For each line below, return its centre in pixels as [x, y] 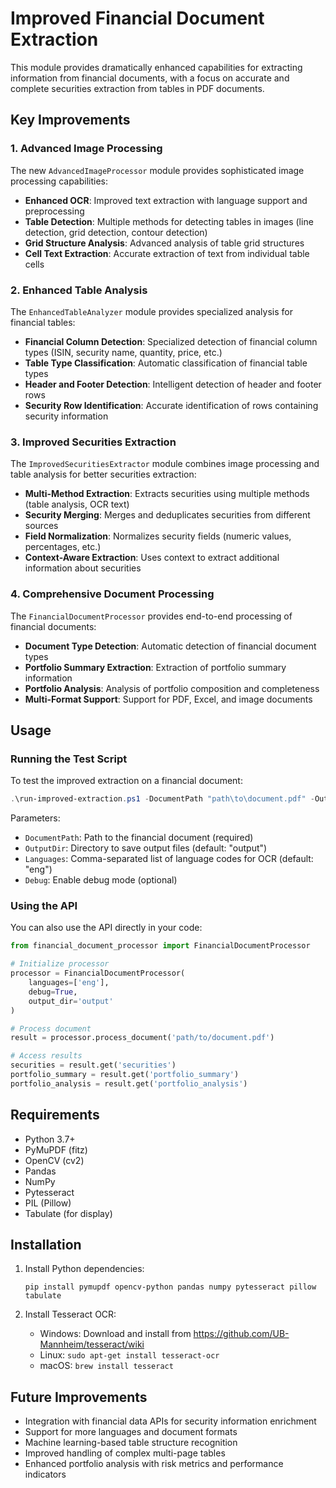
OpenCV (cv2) [54, 1160]
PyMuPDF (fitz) [56, 1149]
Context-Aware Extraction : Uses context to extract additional [152, 558]
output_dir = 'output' [71, 1001]
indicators [45, 1474]
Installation [46, 1244]
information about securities [83, 568]
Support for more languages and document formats [131, 1432]
